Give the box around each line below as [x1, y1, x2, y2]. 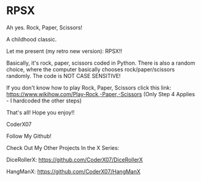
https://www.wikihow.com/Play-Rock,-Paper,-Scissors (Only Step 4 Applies [6, 90, 196, 98]
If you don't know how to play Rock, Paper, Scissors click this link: [6, 83, 172, 91]
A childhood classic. [6, 35, 57, 43]
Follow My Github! [6, 132, 52, 140]
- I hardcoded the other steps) [6, 97, 82, 104]
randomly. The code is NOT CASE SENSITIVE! [6, 72, 121, 79]
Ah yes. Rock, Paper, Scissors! [6, 24, 83, 31]
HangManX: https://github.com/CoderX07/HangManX [6, 168, 141, 175]
